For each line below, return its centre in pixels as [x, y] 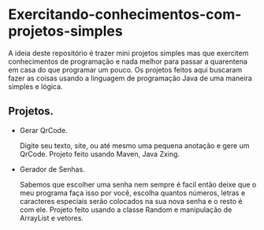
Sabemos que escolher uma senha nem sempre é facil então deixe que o [138, 184]
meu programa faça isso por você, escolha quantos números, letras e [132, 193]
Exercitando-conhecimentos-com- [125, 15]
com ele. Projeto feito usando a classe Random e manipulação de [126, 210]
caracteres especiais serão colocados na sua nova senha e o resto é [131, 201]
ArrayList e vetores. [52, 217]
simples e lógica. [35, 86]
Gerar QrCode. [44, 130]
